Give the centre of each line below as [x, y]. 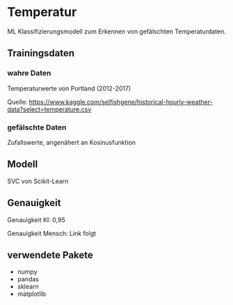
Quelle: [17, 102]
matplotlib [32, 294]
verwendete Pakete [50, 255]
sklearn [28, 287]
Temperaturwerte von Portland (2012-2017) [69, 88]
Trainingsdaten [41, 53]
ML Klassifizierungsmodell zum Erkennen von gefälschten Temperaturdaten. [116, 31]
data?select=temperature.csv [49, 109]
